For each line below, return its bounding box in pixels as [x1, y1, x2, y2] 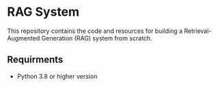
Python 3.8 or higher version [16, 72, 98, 80]
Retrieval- [184, 27, 212, 35]
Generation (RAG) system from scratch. [41, 34, 152, 42]
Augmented [7, 34, 40, 42]
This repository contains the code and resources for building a [7, 27, 183, 35]
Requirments [7, 54, 64, 66]
